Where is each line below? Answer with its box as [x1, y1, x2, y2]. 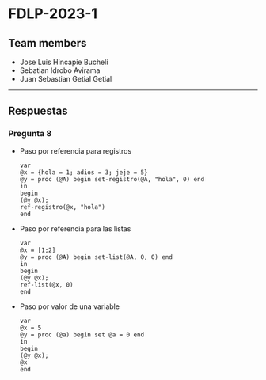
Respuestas [8, 104, 69, 118]
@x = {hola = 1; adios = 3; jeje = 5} [19, 168, 148, 177]
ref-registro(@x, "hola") [19, 203, 105, 211]
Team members [8, 36, 87, 50]
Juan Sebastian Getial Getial [19, 74, 112, 83]
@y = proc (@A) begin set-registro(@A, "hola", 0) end [19, 175, 205, 183]
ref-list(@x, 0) [19, 280, 74, 289]
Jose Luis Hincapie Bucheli [19, 57, 108, 66]
